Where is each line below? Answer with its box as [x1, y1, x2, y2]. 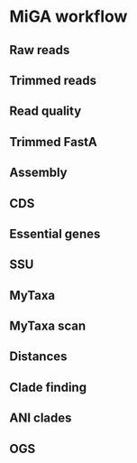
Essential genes [9, 226, 101, 241]
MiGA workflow [9, 6, 128, 27]
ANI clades [9, 411, 72, 426]
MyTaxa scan [9, 319, 87, 334]
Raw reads [9, 42, 70, 58]
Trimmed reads [9, 72, 97, 88]
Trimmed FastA [9, 134, 97, 150]
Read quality [9, 104, 82, 119]
